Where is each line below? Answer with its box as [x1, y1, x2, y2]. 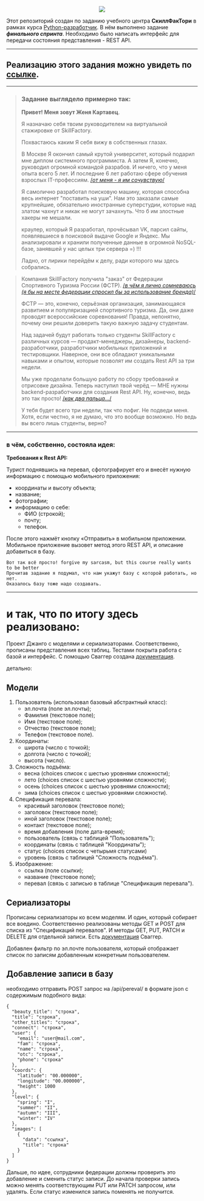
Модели [6, 682, 39, 692]
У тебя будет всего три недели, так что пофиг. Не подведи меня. [21, 407, 189, 414]
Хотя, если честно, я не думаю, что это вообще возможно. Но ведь [21, 413, 197, 420]
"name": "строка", [17, 1046, 64, 1052]
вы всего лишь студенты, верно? [21, 420, 107, 427]
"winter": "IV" [17, 1115, 56, 1121]
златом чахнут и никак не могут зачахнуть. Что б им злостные [21, 208, 184, 215]
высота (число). [24, 757, 66, 764]
